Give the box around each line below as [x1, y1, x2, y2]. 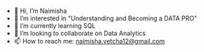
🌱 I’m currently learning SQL [13, 22, 96, 30]
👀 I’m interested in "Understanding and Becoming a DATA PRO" [13, 14, 198, 22]
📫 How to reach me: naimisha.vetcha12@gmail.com [13, 37, 165, 45]
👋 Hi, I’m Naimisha [13, 7, 67, 15]
